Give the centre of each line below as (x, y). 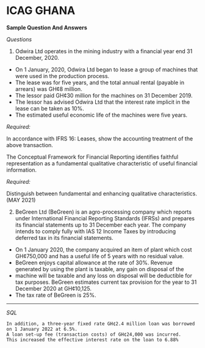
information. (22, 170)
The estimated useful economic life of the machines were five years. (101, 115)
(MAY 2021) (21, 200)
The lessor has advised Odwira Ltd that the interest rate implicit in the (103, 102)
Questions (19, 39)
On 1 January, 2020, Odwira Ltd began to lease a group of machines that (106, 69)
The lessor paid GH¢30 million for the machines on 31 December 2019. (104, 95)
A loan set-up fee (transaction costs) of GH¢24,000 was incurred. (94, 334)
